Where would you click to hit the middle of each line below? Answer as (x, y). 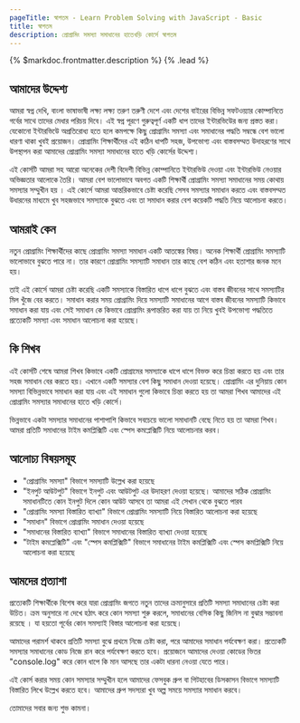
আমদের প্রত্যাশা (38, 581)
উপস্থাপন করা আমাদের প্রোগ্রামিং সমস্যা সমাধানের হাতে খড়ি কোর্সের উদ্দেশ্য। (104, 151)
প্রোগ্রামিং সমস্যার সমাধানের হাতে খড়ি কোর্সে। (66, 401)
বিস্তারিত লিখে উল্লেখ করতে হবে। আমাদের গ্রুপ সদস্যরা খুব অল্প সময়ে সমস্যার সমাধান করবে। (126, 690)
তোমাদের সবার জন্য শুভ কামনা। (51, 709)
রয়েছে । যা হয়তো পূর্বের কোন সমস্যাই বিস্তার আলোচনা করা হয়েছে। (96, 623)
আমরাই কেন (33, 229)
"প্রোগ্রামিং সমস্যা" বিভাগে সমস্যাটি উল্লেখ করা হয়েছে (89, 480)
